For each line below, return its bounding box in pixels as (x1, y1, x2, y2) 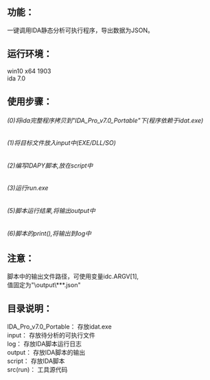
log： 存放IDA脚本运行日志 (7, 339, 82, 348)
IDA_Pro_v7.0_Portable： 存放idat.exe (7, 322, 112, 331)
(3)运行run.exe (7, 184, 49, 192)
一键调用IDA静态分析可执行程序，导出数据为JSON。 (7, 26, 154, 34)
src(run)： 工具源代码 (7, 365, 68, 373)
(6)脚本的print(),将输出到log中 (7, 229, 91, 237)
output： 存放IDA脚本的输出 (7, 348, 86, 356)
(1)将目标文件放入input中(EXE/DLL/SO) (7, 139, 117, 147)
